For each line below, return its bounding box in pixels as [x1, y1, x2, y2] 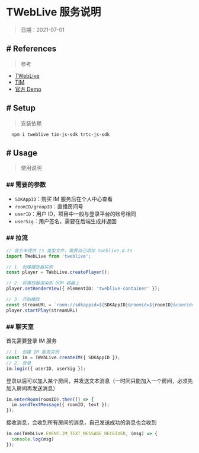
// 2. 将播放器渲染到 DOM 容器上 [6, 280, 80, 286]
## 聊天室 [6, 322, 34, 331]
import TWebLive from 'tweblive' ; [6, 253, 92, 259]
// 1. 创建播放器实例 [6, 264, 53, 270]
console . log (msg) [11, 436, 54, 442]
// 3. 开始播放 [6, 296, 40, 303]
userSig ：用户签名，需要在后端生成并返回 [14, 217, 117, 224]
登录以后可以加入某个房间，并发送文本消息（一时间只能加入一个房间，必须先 [6, 377, 193, 384]
